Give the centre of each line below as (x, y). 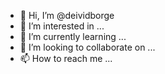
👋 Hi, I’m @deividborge (67, 15)
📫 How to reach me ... (66, 58)
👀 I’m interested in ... (62, 26)
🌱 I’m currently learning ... (73, 36)
